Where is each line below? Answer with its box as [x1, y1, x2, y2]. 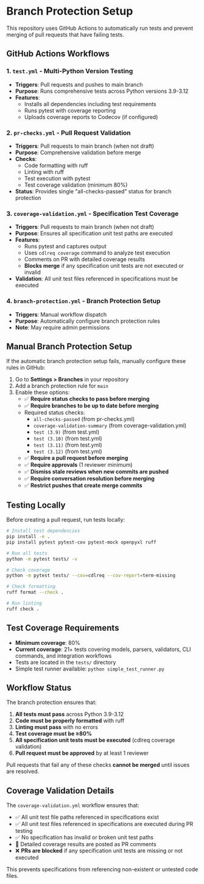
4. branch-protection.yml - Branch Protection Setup [6, 297, 161, 306]
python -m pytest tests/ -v [6, 556, 78, 562]
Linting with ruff [24, 168, 64, 175]
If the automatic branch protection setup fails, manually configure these [6, 358, 186, 365]
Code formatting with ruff [24, 162, 88, 169]
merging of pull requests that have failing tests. [6, 31, 125, 38]
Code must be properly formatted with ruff [15, 717, 125, 724]
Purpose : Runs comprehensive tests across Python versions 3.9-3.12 [15, 87, 189, 95]
